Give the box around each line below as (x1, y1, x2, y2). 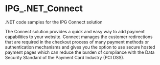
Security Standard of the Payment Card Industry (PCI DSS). (5, 54, 125, 60)
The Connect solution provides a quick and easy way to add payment (5, 28, 145, 34)
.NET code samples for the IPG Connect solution (5, 19, 103, 25)
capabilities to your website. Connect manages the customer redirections (5, 34, 153, 40)
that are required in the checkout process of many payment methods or (5, 39, 149, 44)
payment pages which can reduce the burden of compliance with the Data (5, 49, 155, 55)
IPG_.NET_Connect (5, 3, 83, 14)
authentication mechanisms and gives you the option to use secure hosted (5, 44, 156, 50)
